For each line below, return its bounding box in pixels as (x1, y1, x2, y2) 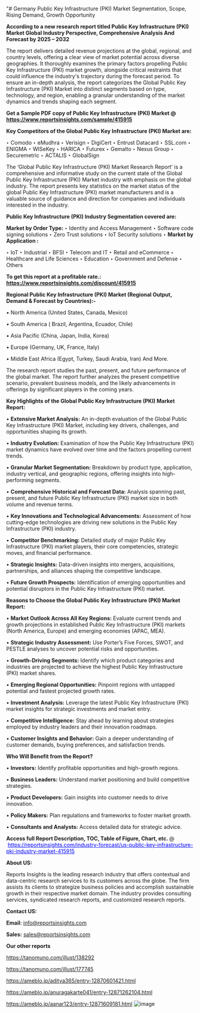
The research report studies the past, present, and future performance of (6, 367, 186, 374)
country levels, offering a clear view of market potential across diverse (6, 54, 180, 60)
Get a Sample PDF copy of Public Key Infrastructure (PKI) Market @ (6, 110, 176, 116)
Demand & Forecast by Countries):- (6, 297, 96, 304)
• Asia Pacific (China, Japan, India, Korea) (6, 332, 109, 339)
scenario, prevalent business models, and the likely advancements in (6, 379, 176, 386)
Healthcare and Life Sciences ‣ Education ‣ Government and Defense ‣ (6, 255, 183, 262)
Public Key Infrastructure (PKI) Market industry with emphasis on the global (6, 176, 192, 183)
